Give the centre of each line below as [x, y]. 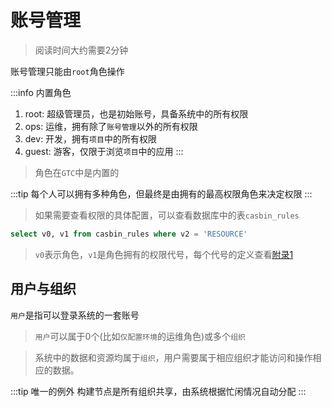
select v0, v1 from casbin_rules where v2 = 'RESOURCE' [129, 234]
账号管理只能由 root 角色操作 [67, 71]
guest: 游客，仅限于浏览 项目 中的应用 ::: [104, 151]
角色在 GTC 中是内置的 [77, 172]
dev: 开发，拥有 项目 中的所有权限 [90, 138]
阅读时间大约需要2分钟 [81, 50]
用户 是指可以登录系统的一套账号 [75, 315]
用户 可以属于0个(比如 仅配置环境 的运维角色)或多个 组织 [140, 336]
